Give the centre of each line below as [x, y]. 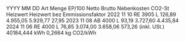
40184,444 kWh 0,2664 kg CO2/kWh [51, 33]
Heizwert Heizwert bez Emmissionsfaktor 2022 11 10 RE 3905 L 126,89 [91, 14]
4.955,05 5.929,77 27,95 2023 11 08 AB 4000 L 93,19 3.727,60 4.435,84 [92, 20]
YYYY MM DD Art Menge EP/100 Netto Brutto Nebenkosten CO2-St [88, 8]
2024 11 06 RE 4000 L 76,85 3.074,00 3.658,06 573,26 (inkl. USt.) [85, 26]
